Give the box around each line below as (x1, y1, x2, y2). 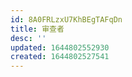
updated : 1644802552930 (10, 42, 110, 53)
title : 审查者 (10, 24, 65, 34)
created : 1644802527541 (10, 52, 110, 62)
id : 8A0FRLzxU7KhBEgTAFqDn (10, 14, 123, 25)
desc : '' (10, 33, 47, 43)
